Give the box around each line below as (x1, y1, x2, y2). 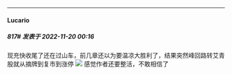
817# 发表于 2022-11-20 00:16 (7, 32, 95, 41)
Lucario (7, 16, 30, 24)
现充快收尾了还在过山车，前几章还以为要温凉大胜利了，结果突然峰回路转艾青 (7, 51, 225, 59)
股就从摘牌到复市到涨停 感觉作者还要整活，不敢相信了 (7, 60, 169, 68)
